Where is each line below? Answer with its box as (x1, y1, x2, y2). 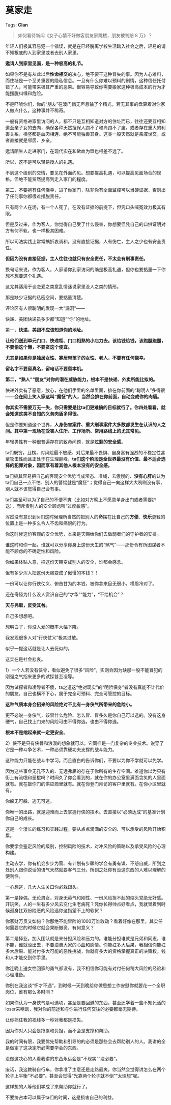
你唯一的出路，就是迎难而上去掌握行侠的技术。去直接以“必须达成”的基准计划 (5, 808, 165, 815)
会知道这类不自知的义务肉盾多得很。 (5, 411, 81, 417)
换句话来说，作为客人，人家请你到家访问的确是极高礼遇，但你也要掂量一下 (5, 266, 161, 272)
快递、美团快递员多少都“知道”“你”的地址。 (5, 316, 94, 322)
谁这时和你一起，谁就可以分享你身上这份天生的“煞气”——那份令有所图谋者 (5, 541, 161, 547)
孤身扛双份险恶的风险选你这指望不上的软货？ (9, 907, 103, 913)
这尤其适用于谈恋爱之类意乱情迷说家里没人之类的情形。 (5, 283, 121, 289)
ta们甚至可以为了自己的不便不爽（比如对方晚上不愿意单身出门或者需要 (5, 497, 152, 503)
